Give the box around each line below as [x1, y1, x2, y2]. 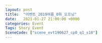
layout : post [5, 7, 33, 12]
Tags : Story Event [5, 26, 44, 31]
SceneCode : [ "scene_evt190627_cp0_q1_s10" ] [5, 30, 98, 35]
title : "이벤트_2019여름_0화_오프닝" [5, 12, 77, 17]
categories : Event [5, 21, 44, 26]
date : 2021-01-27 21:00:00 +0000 [5, 16, 80, 21]
